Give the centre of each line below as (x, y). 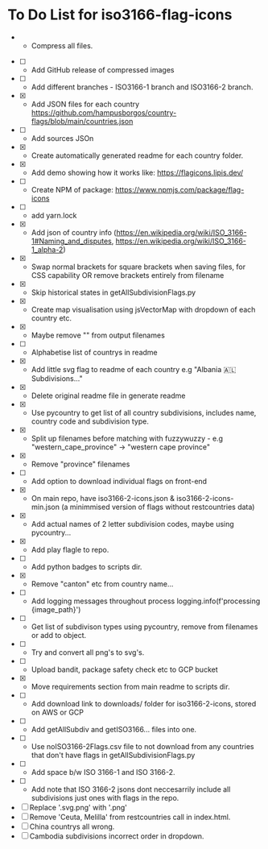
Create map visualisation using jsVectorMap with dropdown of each (143, 309)
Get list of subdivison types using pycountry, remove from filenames (144, 627)
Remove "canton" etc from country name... (102, 584)
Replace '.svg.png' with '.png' (78, 807)
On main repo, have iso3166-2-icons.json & (103, 498)
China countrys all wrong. (72, 826)
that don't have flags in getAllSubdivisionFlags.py (113, 755)
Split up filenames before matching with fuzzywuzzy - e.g (127, 438)
